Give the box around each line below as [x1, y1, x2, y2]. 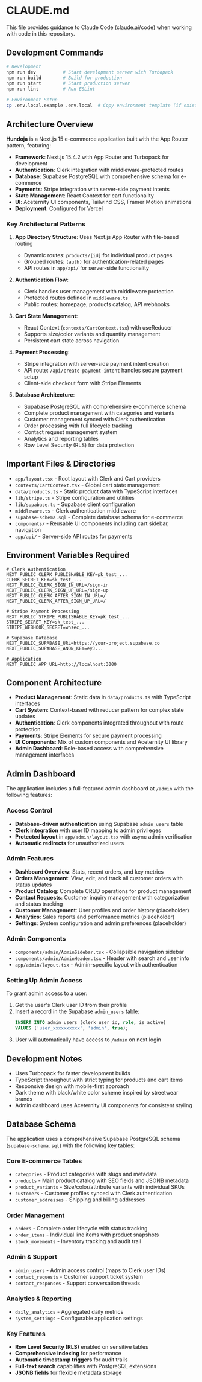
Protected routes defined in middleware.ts [23, 294, 129, 301]
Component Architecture [6, 677, 102, 688]
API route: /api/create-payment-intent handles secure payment [23, 366, 183, 374]
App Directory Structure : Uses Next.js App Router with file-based [14, 233, 179, 240]
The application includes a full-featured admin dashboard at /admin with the [6, 785, 194, 792]
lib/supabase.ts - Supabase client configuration [14, 501, 135, 508]
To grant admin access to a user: [6, 990, 88, 997]
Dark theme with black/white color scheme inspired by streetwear [14, 1089, 179, 1096]
